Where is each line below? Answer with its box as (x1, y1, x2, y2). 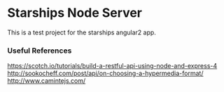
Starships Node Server (7, 5, 142, 21)
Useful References (7, 46, 72, 55)
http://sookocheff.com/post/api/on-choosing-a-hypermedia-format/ (7, 69, 204, 78)
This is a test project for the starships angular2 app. (7, 28, 156, 37)
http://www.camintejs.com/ (7, 77, 86, 85)
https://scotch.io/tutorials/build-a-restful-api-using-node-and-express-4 (7, 62, 218, 70)
